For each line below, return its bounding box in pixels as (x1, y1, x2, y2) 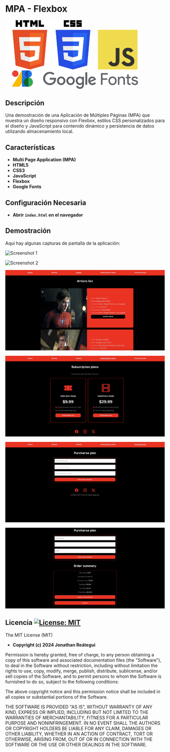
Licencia (5, 618, 33, 627)
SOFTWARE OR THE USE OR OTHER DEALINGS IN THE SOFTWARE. (5, 741, 147, 747)
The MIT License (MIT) (5, 631, 53, 638)
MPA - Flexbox (5, 3, 68, 15)
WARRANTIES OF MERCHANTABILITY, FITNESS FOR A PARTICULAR (5, 714, 148, 720)
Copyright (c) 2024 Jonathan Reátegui (12, 642, 96, 648)
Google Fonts (12, 184, 41, 190)
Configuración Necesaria (5, 198, 87, 207)
